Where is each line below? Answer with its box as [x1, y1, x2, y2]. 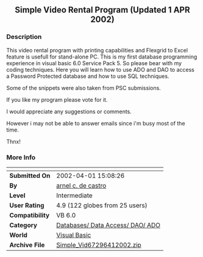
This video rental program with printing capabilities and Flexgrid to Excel [6, 46, 188, 54]
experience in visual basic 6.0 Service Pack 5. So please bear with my [6, 59, 182, 66]
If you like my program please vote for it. [6, 96, 108, 103]
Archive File [9, 241, 45, 249]
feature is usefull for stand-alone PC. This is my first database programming [6, 53, 198, 60]
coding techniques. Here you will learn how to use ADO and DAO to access [6, 66, 195, 73]
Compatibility [9, 211, 50, 219]
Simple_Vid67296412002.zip [56, 241, 141, 249]
